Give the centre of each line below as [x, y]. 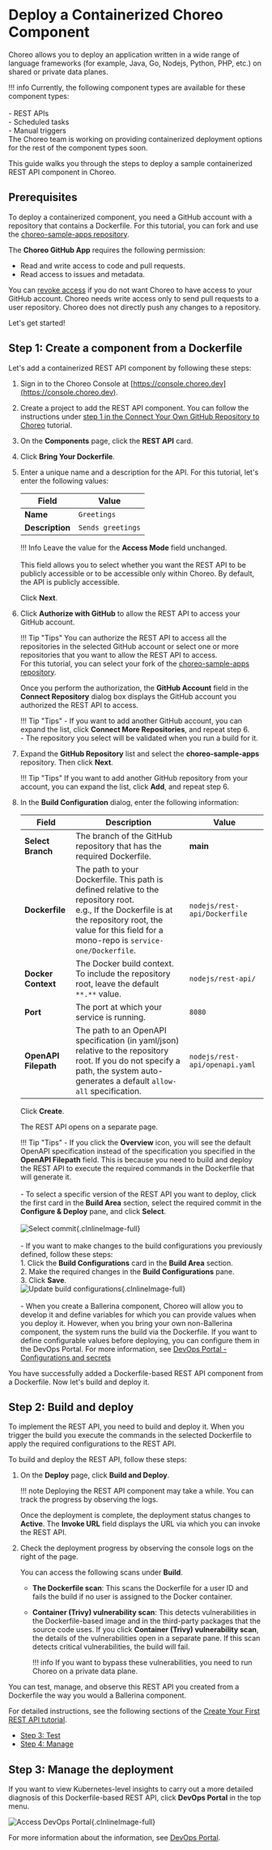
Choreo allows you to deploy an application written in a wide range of [124, 54]
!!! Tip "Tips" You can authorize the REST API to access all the [123, 637]
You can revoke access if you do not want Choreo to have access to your [130, 290]
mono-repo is [102, 940]
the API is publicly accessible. [70, 582]
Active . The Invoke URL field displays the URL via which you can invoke [140, 1524]
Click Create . [42, 1110]
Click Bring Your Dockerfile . [67, 456]
